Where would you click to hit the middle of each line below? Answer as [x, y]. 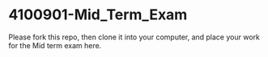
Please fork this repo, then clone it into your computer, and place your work [134, 37]
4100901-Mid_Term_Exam [98, 15]
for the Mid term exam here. [55, 45]
